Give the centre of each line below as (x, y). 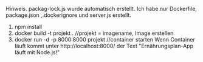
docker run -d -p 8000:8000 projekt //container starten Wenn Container (105, 39)
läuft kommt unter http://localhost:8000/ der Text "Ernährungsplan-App (104, 46)
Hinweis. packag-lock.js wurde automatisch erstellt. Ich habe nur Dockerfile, (101, 9)
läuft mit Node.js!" (37, 52)
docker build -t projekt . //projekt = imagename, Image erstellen (94, 33)
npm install (28, 27)
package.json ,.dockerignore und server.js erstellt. (69, 15)
